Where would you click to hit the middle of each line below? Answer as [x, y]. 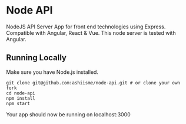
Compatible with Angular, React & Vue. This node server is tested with [91, 32]
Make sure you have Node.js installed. [52, 72]
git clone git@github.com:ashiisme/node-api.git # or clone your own [93, 83]
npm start [18, 103]
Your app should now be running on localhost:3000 [68, 114]
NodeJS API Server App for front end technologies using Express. [86, 27]
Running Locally [36, 58]
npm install [21, 98]
